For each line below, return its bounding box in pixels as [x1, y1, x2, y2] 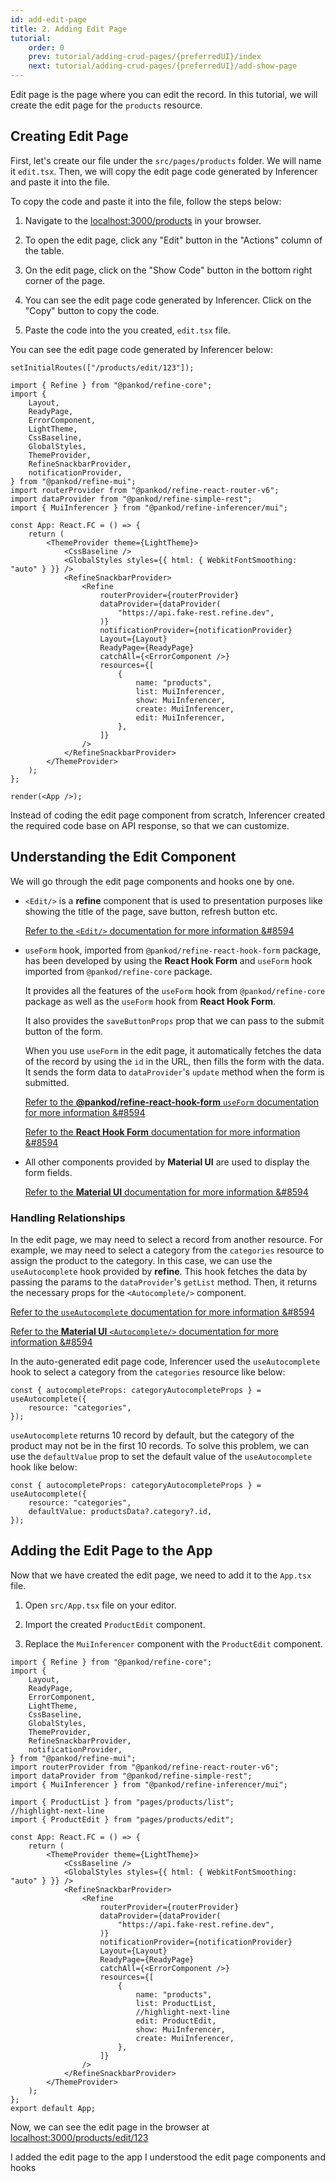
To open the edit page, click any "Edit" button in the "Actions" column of [24, 234, 323, 246]
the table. [24, 244, 65, 256]
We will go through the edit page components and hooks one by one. [10, 875, 295, 887]
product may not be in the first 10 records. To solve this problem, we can [10, 1439, 310, 1451]
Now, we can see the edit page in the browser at [10, 2121, 210, 2133]
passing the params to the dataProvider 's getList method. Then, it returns [10, 1276, 318, 1288]
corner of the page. [24, 274, 106, 286]
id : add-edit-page [10, 14, 87, 25]
